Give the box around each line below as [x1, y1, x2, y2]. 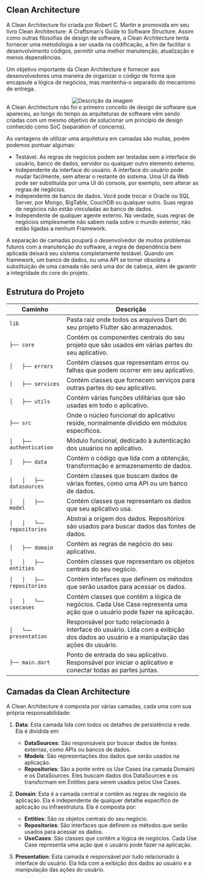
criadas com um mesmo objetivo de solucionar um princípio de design [6, 116, 183, 124]
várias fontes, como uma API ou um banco [66, 479, 188, 487]
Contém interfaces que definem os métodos [66, 575, 193, 583]
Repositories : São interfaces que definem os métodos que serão [24, 821, 188, 829]
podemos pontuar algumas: [6, 141, 76, 149]
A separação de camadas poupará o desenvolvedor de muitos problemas [6, 236, 191, 244]
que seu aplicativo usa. [66, 504, 132, 513]
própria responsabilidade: [6, 709, 71, 717]
